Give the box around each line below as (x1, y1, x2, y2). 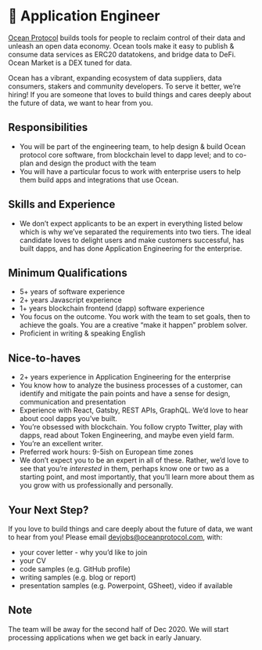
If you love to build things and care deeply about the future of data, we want (8, 525, 253, 533)
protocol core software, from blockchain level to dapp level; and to (19, 150, 234, 159)
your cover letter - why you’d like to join (19, 548, 148, 557)
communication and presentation (19, 398, 127, 407)
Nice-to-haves (8, 351, 81, 365)
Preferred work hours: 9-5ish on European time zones (19, 447, 194, 457)
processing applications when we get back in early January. (8, 633, 202, 642)
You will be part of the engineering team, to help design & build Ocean (19, 141, 246, 151)
